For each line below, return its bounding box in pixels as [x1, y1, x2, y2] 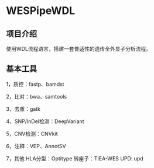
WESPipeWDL [6, 4, 76, 17]
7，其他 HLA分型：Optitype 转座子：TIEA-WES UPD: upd [6, 155, 143, 162]
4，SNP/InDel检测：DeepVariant [6, 118, 84, 125]
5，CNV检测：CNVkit [6, 130, 58, 137]
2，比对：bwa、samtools [6, 93, 67, 100]
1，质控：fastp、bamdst [6, 80, 64, 87]
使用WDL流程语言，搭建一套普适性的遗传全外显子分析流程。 [6, 45, 151, 52]
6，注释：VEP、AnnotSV [6, 142, 66, 149]
